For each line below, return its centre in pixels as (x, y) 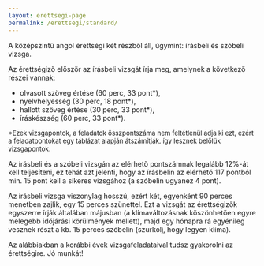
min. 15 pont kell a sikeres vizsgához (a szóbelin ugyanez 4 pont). (115, 180)
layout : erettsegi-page (47, 15)
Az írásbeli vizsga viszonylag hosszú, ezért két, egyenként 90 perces (120, 196)
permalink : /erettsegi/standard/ (63, 23)
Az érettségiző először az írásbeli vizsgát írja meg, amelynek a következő (127, 69)
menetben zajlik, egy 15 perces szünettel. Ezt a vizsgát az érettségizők (123, 204)
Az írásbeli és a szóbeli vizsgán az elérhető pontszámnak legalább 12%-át (128, 163)
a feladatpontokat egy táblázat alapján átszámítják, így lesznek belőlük (115, 140)
